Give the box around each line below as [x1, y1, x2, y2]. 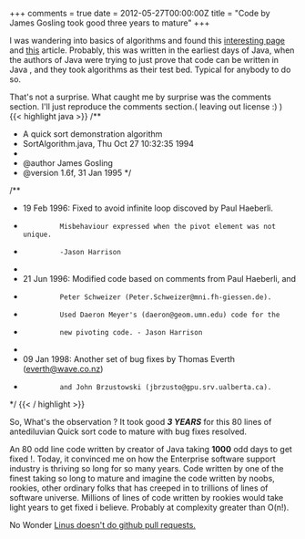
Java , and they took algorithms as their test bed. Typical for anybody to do [9, 64, 291, 75]
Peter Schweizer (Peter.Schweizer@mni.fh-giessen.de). [59, 293, 272, 302]
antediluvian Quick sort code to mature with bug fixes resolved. [9, 426, 248, 437]
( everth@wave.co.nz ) [22, 364, 104, 374]
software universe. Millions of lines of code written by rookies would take [9, 492, 284, 503]
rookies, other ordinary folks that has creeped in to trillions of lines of [9, 482, 269, 493]
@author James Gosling [22, 158, 114, 168]
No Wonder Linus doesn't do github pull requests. [9, 520, 196, 530]
